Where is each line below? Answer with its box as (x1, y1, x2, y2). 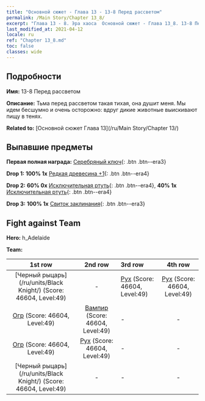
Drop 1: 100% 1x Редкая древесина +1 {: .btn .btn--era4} (6, 170, 149, 177)
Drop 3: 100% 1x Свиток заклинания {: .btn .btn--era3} (6, 200, 145, 208)
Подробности (6, 72, 62, 82)
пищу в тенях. (6, 112, 43, 120)
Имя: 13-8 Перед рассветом (6, 87, 81, 95)
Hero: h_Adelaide (6, 234, 50, 241)
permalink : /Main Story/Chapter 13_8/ (6, 15, 105, 21)
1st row (29, 260, 53, 269)
